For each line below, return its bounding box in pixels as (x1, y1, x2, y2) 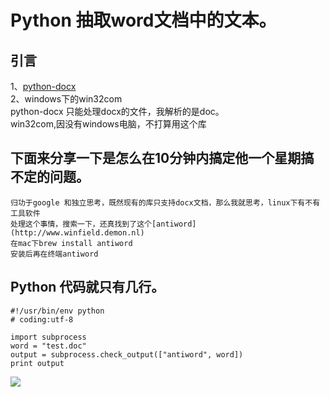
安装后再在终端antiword (10, 249, 99, 259)
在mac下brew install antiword (10, 238, 133, 248)
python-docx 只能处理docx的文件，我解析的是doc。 (10, 106, 225, 117)
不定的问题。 (10, 169, 90, 186)
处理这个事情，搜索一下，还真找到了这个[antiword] (10, 219, 197, 229)
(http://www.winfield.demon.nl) (10, 227, 145, 238)
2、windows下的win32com (10, 93, 123, 105)
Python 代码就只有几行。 (10, 279, 165, 296)
